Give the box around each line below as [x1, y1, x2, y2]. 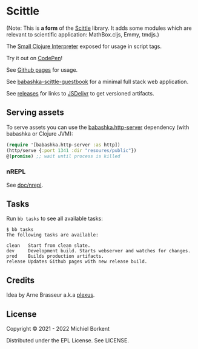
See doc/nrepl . [6, 181, 44, 188]
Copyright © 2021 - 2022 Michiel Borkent [6, 325, 110, 333]
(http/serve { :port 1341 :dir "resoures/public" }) [6, 147, 137, 153]
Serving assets [6, 108, 65, 118]
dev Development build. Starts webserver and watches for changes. [6, 248, 191, 254]
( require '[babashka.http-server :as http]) [6, 142, 120, 148]
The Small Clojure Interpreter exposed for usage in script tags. [6, 43, 162, 50]
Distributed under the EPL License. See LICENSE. [6, 337, 129, 344]
